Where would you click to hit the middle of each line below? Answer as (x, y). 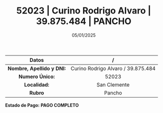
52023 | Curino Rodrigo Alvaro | (84, 11)
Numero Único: (37, 76)
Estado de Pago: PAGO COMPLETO (42, 105)
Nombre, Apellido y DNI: (37, 68)
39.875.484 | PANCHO (84, 21)
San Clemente (113, 84)
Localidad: (37, 84)
